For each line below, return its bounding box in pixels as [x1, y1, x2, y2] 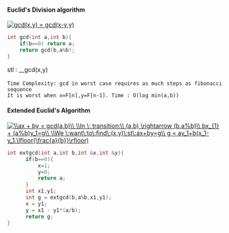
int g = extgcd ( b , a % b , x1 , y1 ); [25, 194, 112, 201]
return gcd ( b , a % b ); [19, 47, 75, 53]
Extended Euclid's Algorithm [7, 106, 91, 114]
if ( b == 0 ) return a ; [19, 40, 75, 47]
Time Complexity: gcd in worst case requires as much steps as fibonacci [7, 79, 223, 87]
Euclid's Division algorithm [7, 5, 86, 14]
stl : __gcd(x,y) [7, 65, 48, 73]
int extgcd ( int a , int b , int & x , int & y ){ [7, 149, 125, 156]
